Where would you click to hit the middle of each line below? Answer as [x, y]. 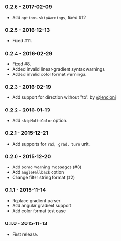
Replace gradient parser [36, 201]
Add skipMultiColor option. [40, 121]
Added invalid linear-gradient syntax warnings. [59, 69]
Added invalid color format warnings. [49, 74]
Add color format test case [39, 211]
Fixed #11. [22, 40]
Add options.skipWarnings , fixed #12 [49, 18]
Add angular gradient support [42, 206]
